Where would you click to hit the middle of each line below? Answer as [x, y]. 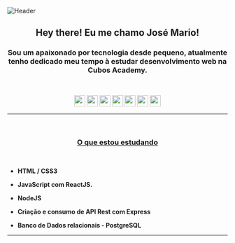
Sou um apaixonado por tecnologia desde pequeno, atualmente [117, 53]
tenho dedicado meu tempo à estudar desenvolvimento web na [117, 62]
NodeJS [29, 198]
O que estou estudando [117, 142]
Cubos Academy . [117, 70]
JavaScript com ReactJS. [55, 184]
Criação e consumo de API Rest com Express [84, 211]
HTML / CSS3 [37, 171]
